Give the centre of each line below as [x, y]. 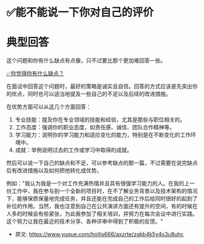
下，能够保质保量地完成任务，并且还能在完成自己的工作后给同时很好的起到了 [102, 198]
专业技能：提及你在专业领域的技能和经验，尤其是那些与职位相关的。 [100, 120]
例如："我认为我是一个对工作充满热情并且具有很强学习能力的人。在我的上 [98, 183]
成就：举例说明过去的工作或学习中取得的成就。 [73, 150]
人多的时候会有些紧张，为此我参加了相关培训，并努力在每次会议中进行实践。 [102, 214]
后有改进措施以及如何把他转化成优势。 [54, 171]
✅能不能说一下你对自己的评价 [80, 12]
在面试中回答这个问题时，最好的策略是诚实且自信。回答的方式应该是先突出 [99, 86]
